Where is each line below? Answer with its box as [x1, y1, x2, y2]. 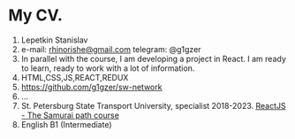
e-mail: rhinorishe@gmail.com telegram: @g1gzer [20, 43, 201, 54]
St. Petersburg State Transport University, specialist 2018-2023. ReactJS [20, 100, 286, 111]
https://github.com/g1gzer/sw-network [20, 81, 163, 92]
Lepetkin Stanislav [20, 35, 88, 45]
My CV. [8, 5, 64, 26]
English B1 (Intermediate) [20, 119, 112, 129]
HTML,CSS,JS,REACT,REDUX [20, 72, 129, 82]
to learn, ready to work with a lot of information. [20, 63, 195, 73]
